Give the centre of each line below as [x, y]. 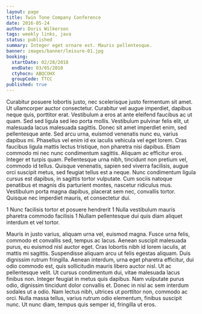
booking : [17, 57]
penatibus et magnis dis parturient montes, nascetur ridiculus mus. [89, 185]
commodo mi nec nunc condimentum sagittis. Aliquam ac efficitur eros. [95, 153]
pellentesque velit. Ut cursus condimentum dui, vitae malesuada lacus [93, 272]
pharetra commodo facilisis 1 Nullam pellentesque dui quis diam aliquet [94, 216]
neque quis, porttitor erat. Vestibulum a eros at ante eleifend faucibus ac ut [99, 115]
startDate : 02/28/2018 [40, 62]
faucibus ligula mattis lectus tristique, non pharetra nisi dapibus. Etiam [93, 146]
